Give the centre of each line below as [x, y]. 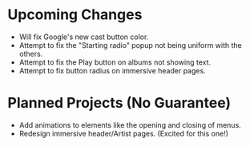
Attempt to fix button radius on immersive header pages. [112, 70]
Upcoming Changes [75, 15]
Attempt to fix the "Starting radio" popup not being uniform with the [130, 45]
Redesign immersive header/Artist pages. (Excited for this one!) [124, 133]
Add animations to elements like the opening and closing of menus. [130, 124]
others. [31, 53]
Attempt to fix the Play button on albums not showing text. [115, 62]
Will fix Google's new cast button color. [84, 37]
